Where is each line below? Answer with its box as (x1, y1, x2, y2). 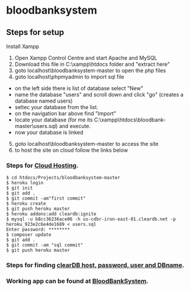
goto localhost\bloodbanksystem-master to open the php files (14, 67, 166, 74)
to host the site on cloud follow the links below (14, 146, 128, 154)
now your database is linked (14, 129, 83, 136)
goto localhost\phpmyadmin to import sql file (14, 73, 124, 80)
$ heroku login (6, 180, 44, 186)
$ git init (6, 185, 33, 191)
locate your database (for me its (14, 116, 93, 123)
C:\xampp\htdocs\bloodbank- (94, 116, 166, 123)
